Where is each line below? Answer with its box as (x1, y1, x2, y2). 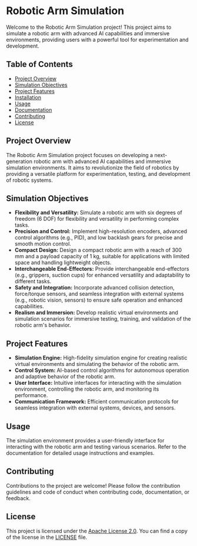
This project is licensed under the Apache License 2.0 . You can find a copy (6, 527, 188, 534)
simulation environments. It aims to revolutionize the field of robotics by (6, 164, 179, 171)
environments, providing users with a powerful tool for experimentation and (6, 36, 189, 43)
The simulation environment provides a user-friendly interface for (6, 437, 165, 444)
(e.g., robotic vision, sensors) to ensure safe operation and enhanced (14, 297, 183, 304)
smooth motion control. (14, 240, 72, 248)
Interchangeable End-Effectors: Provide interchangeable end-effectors (14, 265, 189, 272)
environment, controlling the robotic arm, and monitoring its (14, 385, 159, 392)
